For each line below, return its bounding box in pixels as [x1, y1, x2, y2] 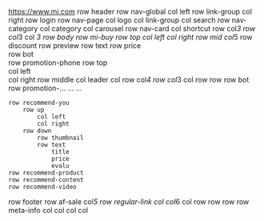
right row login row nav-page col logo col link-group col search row [8, 15, 230, 25]
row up [22, 106, 45, 114]
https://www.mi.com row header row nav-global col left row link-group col [8, 7, 252, 16]
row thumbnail [37, 134, 84, 142]
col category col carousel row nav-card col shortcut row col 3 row [39, 24, 256, 33]
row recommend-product [8, 169, 84, 177]
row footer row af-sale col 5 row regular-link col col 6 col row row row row [8, 197, 250, 207]
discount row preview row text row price [8, 41, 142, 50]
